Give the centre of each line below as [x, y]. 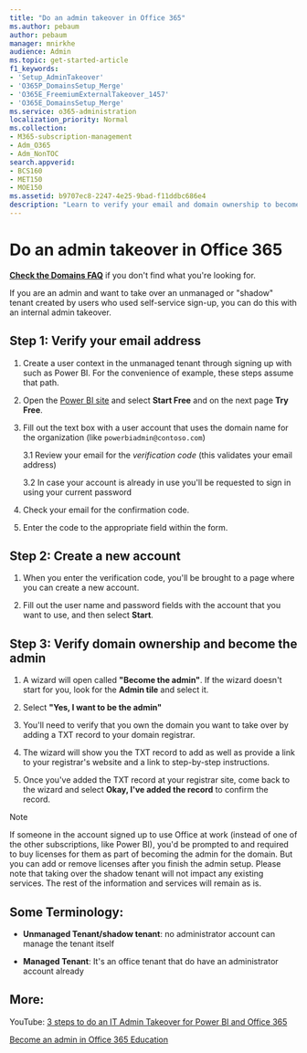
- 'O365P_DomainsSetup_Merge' [67, 86]
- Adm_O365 [30, 145]
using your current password [77, 492]
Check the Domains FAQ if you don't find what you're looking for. [132, 275]
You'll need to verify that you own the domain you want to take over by [156, 725]
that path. [41, 382]
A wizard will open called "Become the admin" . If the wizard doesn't [152, 680]
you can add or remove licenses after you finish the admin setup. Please [145, 864]
